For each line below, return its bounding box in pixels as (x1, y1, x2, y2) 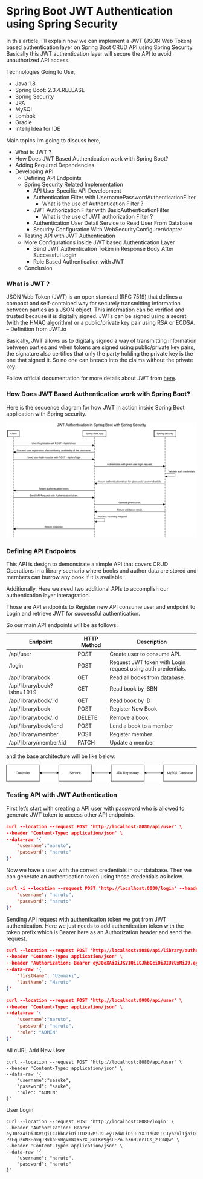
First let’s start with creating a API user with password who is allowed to (6, 805, 185, 812)
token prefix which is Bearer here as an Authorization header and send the (6, 928, 192, 935)
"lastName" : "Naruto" (17, 979, 71, 985)
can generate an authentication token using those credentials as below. (6, 873, 184, 880)
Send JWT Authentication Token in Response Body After (33, 245, 174, 252)
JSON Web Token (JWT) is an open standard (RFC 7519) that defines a (6, 293, 182, 301)
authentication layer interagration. (6, 592, 91, 599)
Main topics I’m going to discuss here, (6, 136, 101, 144)
